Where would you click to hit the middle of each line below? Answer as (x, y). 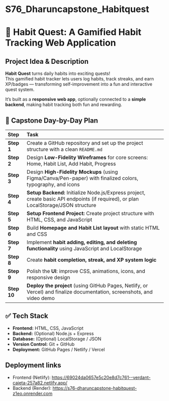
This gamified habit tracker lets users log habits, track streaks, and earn (80, 79)
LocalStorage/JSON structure (62, 205)
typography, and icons (53, 184)
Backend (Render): (32, 388)
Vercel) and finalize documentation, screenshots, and (90, 292)
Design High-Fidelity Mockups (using (72, 172)
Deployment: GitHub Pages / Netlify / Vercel (59, 349)
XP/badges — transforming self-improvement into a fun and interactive (79, 84)
